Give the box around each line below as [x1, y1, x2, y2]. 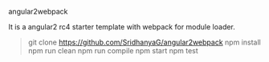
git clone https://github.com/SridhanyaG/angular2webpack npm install [27, 37, 261, 47]
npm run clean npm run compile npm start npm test [27, 46, 198, 55]
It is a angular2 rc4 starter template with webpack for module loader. [8, 22, 235, 31]
